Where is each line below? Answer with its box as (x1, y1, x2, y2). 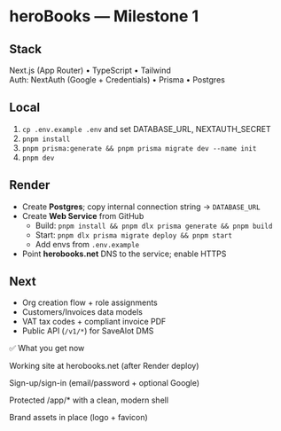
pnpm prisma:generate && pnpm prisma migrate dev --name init (21, 144, 257, 153)
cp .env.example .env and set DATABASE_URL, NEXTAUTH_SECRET (21, 123, 272, 134)
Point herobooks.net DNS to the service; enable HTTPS (21, 248, 227, 259)
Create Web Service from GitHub (21, 210, 144, 221)
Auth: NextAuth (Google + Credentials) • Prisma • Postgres (9, 74, 226, 85)
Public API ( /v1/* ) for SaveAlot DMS (21, 325, 154, 336)
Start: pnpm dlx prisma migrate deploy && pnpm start (35, 229, 233, 240)
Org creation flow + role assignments (21, 297, 158, 308)
